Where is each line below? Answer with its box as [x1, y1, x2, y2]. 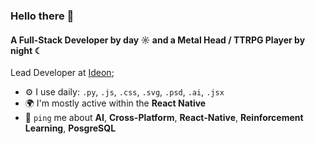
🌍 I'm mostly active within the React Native [24, 97, 207, 109]
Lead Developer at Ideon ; [10, 67, 115, 79]
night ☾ [10, 44, 43, 56]
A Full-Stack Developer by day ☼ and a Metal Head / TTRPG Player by [10, 34, 306, 46]
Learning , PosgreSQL [24, 122, 117, 134]
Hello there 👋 [10, 9, 75, 23]
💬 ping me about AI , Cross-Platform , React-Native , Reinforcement [24, 112, 304, 124]
